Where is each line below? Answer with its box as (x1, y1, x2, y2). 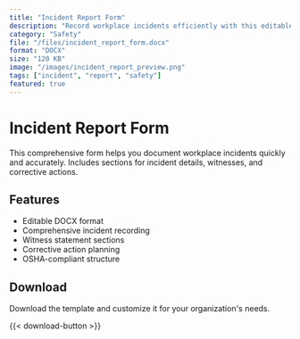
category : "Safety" (9, 29, 82, 38)
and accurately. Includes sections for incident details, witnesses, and (9, 157, 263, 168)
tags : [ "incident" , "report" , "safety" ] (9, 71, 162, 80)
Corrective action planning (21, 244, 121, 255)
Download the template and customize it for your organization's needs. (9, 303, 271, 314)
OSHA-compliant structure (21, 253, 121, 264)
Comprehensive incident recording (21, 225, 150, 236)
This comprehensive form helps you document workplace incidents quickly (9, 147, 286, 158)
